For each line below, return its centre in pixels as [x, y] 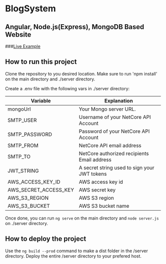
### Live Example [23, 46]
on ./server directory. [27, 223]
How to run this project [41, 62]
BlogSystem [31, 9]
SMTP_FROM [23, 145]
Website [18, 34]
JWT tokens [93, 174]
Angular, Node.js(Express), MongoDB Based [75, 27]
